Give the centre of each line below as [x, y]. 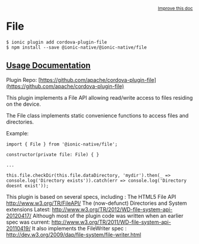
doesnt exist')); [28, 186]
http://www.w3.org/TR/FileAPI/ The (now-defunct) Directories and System [97, 203]
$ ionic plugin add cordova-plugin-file [57, 42]
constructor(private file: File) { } [53, 154]
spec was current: [28, 222]
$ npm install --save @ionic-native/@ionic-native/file [76, 47]
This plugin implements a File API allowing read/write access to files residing [99, 97]
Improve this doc [175, 8]
